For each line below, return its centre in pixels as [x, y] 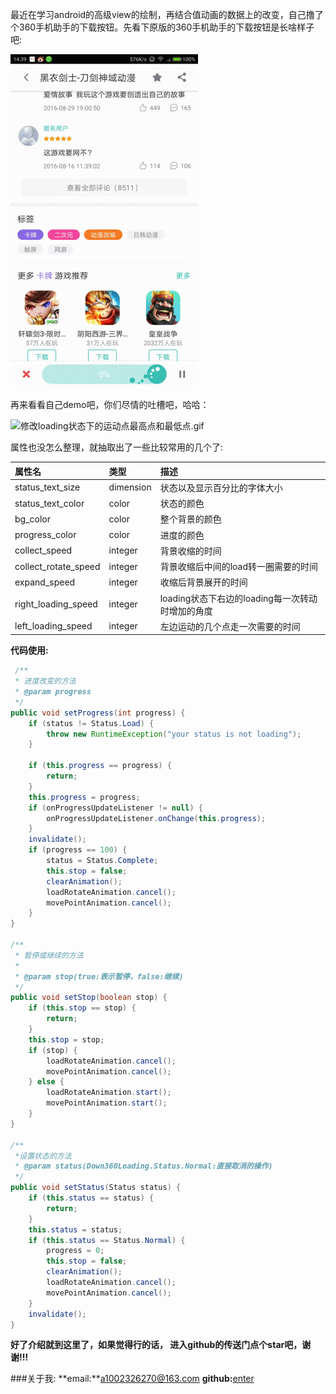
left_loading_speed [53, 626]
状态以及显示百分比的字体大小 [221, 487]
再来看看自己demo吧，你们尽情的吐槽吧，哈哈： [110, 404]
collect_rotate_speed [57, 566]
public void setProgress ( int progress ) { [98, 713]
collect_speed [43, 550]
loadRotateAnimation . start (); [109, 1093]
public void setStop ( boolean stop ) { [89, 998]
